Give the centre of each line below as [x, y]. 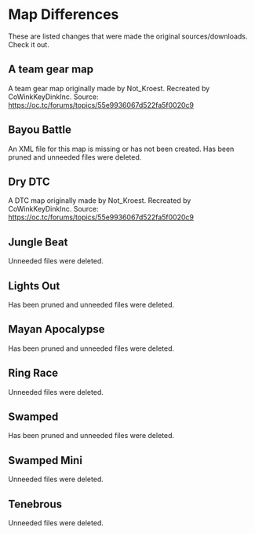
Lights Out [34, 286]
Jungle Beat [38, 242]
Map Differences [64, 15]
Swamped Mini [45, 460]
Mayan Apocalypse [56, 329]
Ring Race [33, 373]
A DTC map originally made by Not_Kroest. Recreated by [100, 201]
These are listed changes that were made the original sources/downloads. [128, 36]
